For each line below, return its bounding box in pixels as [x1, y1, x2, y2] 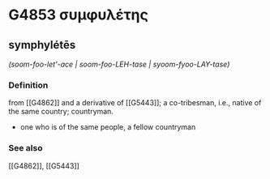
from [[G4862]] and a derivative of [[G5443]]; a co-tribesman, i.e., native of [8, 98, 262, 108]
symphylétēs [8, 38, 76, 52]
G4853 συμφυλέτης [8, 6, 148, 24]
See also [8, 143, 43, 154]
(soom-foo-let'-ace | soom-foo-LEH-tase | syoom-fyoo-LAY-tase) [8, 59, 230, 69]
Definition [8, 79, 49, 91]
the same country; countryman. [8, 107, 114, 117]
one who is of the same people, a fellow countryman [19, 122, 196, 132]
